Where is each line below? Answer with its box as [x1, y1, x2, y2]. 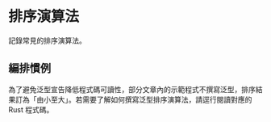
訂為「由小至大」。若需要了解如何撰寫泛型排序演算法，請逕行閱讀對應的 [15, 95, 252, 104]
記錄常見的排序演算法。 [8, 36, 86, 45]
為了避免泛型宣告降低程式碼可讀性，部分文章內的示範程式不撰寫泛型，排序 [8, 84, 256, 94]
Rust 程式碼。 [8, 104, 54, 114]
